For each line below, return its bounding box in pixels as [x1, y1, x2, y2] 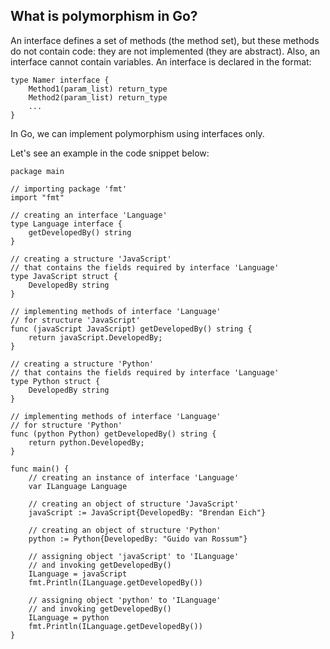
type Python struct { [10, 376, 101, 386]
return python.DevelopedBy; [28, 437, 145, 448]
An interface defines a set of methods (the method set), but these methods [10, 34, 320, 46]
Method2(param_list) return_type [28, 92, 168, 103]
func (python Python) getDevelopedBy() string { [10, 429, 217, 439]
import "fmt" [10, 192, 65, 203]
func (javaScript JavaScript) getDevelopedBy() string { [10, 324, 253, 334]
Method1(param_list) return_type [28, 84, 168, 94]
